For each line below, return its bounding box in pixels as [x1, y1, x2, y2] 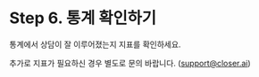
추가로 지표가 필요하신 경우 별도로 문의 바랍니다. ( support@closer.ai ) [9, 58, 252, 68]
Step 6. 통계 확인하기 [9, 8, 156, 28]
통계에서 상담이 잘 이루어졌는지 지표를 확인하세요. [9, 39, 181, 50]
